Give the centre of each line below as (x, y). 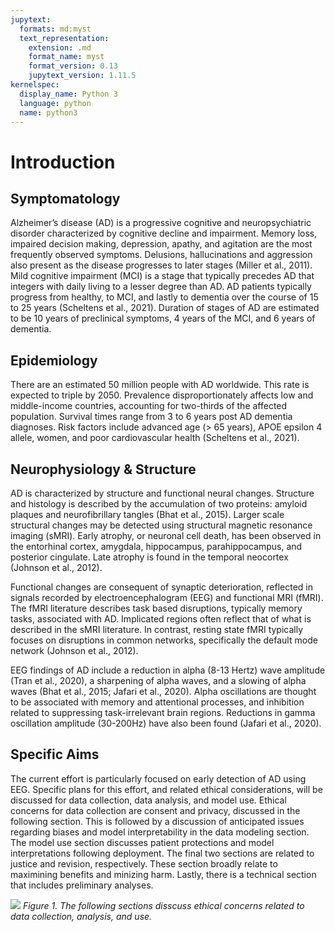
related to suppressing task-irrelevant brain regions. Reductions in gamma (163, 712)
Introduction (63, 162)
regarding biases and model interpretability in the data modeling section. (160, 832)
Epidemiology (54, 360)
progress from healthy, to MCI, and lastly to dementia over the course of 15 (164, 297)
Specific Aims (55, 754)
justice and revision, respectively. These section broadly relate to (144, 863)
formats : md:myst (55, 29)
